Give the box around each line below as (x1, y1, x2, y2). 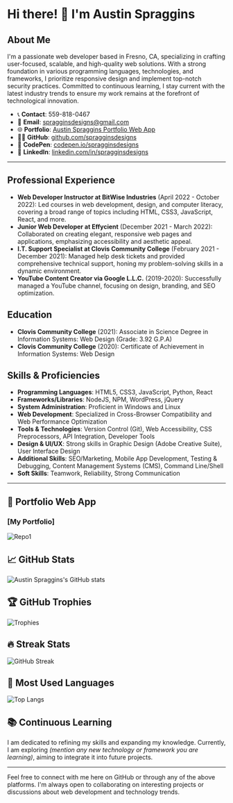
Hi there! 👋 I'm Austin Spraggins (7, 6, 196, 22)
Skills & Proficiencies (7, 370, 101, 381)
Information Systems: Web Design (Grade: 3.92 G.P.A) (17, 335, 172, 343)
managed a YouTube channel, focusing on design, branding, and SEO (17, 281, 216, 290)
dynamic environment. (17, 267, 82, 275)
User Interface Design (17, 447, 80, 456)
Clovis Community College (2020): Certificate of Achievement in (17, 342, 205, 350)
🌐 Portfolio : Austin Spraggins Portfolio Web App (17, 125, 156, 133)
